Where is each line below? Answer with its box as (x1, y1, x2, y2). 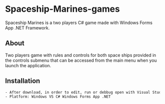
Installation (5, 77, 40, 85)
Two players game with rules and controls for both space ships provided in (5, 52, 156, 58)
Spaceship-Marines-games (5, 3, 120, 15)
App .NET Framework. (5, 25, 50, 30)
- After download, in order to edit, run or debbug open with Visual (5, 90, 151, 95)
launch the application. (5, 62, 52, 68)
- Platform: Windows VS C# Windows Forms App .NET (5, 94, 111, 99)
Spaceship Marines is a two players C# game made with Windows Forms (5, 20, 153, 26)
